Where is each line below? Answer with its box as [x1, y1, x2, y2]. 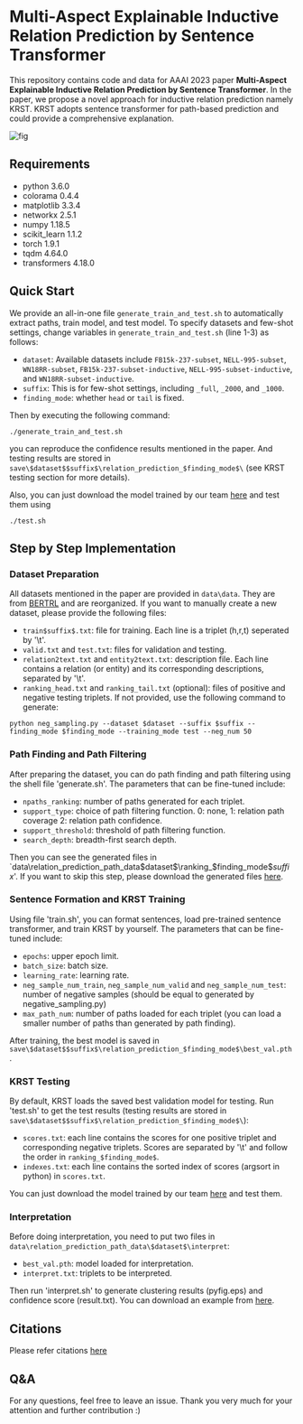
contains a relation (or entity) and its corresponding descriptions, [22, 664, 264, 675]
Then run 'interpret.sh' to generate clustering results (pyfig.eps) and [9, 1285, 263, 1297]
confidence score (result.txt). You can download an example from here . [9, 1295, 275, 1306]
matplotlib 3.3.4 [22, 200, 81, 210]
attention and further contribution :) [9, 1405, 142, 1416]
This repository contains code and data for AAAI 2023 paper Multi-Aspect [9, 74, 287, 85]
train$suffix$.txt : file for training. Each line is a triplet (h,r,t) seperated [22, 625, 289, 636]
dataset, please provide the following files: [9, 608, 167, 619]
